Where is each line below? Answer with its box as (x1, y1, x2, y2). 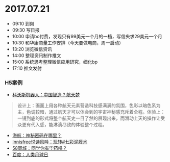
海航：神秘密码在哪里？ (12, 132, 62, 139)
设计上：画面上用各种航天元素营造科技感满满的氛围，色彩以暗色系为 (17, 102, 161, 109)
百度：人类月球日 (12, 151, 48, 158)
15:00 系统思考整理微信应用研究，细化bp (12, 59, 98, 65)
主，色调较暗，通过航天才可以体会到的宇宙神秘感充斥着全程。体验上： (17, 109, 165, 115)
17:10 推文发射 (12, 65, 42, 71)
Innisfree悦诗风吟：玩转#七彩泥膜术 (12, 139, 88, 145)
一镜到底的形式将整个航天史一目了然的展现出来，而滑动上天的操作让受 (17, 115, 165, 121)
